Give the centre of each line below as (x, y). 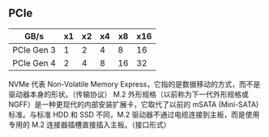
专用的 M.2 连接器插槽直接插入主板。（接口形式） (90, 124)
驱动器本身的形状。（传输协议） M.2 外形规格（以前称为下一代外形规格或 (129, 94)
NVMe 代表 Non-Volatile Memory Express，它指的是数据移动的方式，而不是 (134, 83)
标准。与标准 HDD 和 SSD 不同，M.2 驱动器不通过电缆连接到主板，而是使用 (134, 114)
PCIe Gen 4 (34, 62)
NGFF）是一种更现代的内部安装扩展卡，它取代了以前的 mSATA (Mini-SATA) (134, 104)
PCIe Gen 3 (34, 49)
